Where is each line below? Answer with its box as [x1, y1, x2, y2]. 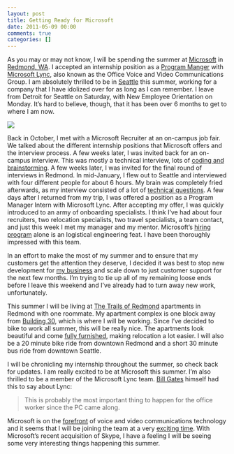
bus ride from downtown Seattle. [7, 346, 102, 355]
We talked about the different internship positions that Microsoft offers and [7, 141, 222, 150]
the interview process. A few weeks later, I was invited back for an [7, 149, 198, 157]
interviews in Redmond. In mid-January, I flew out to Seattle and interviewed [7, 171, 227, 180]
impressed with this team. [7, 238, 82, 247]
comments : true [7, 29, 52, 37]
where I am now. [7, 108, 54, 116]
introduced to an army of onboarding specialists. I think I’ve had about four [7, 208, 222, 217]
